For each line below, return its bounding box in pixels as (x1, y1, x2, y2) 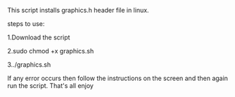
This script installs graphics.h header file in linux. (7, 6, 149, 14)
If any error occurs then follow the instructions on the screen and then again (7, 74, 229, 82)
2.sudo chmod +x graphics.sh (7, 47, 94, 55)
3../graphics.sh (7, 60, 51, 69)
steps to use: (7, 20, 45, 27)
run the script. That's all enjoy (7, 82, 94, 90)
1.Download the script (7, 33, 70, 41)
